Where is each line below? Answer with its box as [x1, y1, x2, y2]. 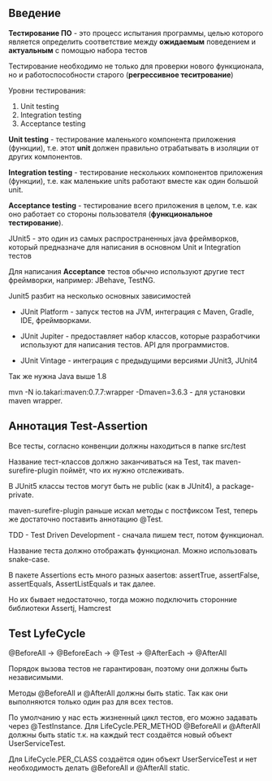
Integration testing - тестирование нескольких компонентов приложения [8, 167, 264, 177]
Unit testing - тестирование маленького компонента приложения [8, 134, 236, 144]
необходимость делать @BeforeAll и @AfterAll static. [8, 763, 191, 773]
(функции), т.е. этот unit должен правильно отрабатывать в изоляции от [8, 142, 259, 153]
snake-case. [8, 554, 50, 564]
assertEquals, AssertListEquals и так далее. [8, 578, 156, 588]
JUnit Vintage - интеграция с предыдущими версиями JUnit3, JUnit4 [19, 356, 258, 365]
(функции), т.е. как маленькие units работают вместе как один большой [8, 176, 258, 185]
